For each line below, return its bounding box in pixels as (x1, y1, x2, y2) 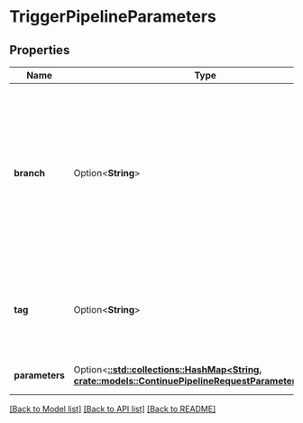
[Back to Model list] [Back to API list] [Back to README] (9, 404, 216, 414)
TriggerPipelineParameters (9, 6, 216, 27)
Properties (9, 42, 70, 58)
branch (14, 167, 46, 179)
